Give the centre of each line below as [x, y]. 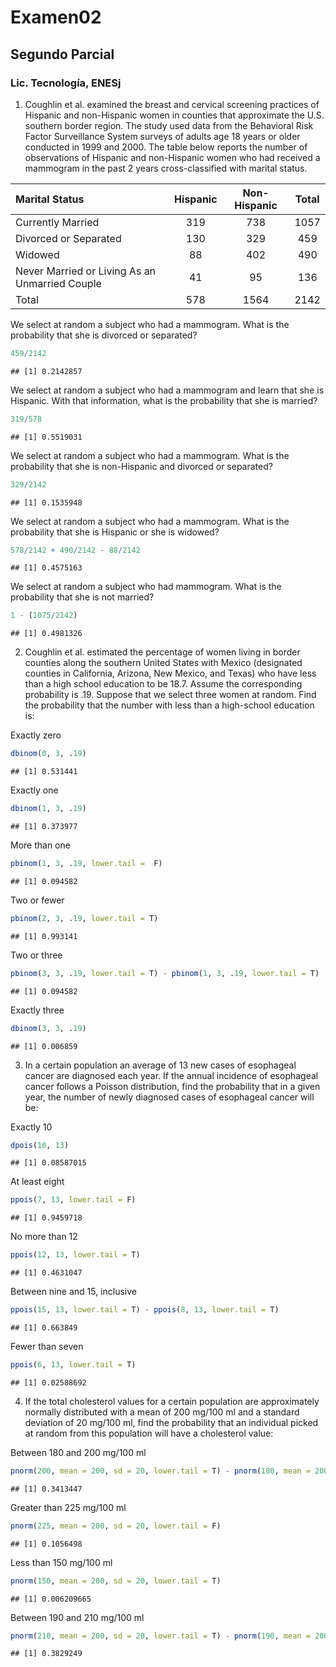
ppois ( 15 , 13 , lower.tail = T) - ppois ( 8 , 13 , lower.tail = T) [145, 1310]
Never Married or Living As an [86, 271]
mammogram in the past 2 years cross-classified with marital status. [166, 168]
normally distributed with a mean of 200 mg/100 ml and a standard [162, 1412]
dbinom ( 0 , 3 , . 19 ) [48, 754]
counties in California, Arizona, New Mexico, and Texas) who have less [170, 673]
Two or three [36, 955]
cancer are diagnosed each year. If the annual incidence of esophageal [171, 1075]
